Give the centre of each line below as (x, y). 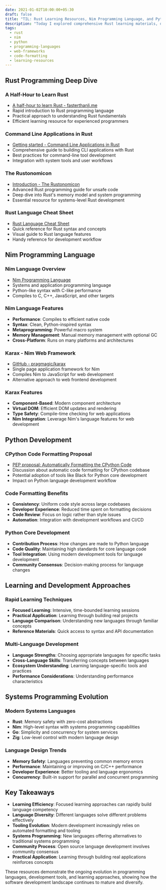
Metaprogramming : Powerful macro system (57, 329)
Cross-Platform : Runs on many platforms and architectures (73, 340)
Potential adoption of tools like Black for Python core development (80, 475)
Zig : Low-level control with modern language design (66, 737)
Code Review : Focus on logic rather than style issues (66, 515)
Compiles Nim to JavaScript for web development (63, 374)
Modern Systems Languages (40, 711)
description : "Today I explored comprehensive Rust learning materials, (82, 24)
